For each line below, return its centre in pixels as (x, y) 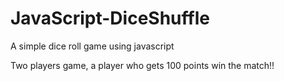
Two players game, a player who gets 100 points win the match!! (142, 65)
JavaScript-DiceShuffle (110, 18)
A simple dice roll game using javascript (92, 46)
